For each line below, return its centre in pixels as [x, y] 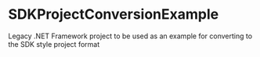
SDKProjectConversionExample [114, 14]
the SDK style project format [54, 44]
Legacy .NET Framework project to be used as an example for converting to [130, 36]
